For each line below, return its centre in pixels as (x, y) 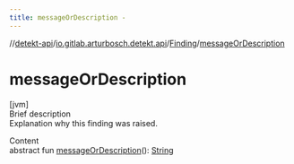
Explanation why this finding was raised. (84, 123)
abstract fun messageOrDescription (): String (91, 150)
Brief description (40, 114)
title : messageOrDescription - (68, 17)
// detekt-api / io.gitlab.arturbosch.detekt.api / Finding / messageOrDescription (147, 43)
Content (24, 141)
